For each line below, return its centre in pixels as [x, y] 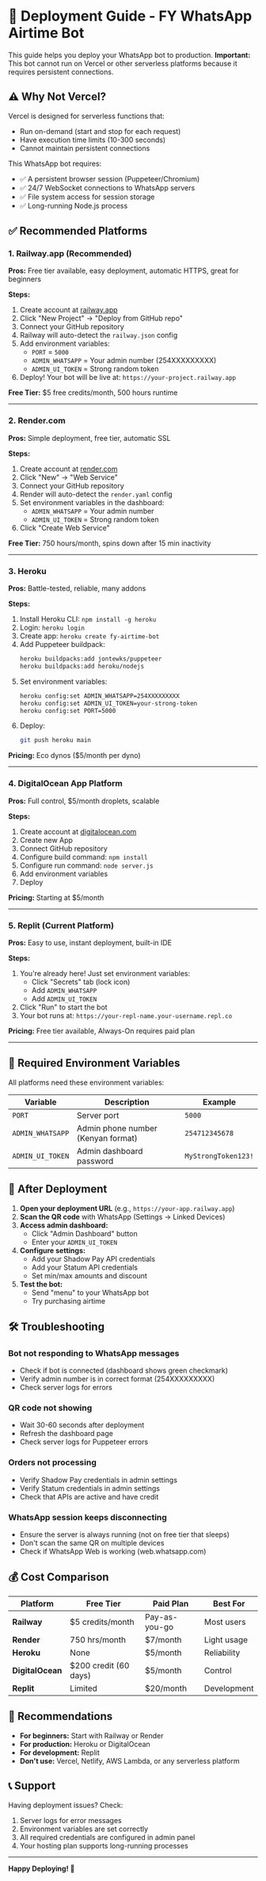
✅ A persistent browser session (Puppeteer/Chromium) [110, 178]
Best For [229, 1603]
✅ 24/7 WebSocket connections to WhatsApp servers [107, 188]
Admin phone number [117, 1128]
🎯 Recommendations [61, 1716]
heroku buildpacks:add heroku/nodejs [82, 666]
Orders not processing [52, 1462]
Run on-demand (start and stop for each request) [100, 131]
